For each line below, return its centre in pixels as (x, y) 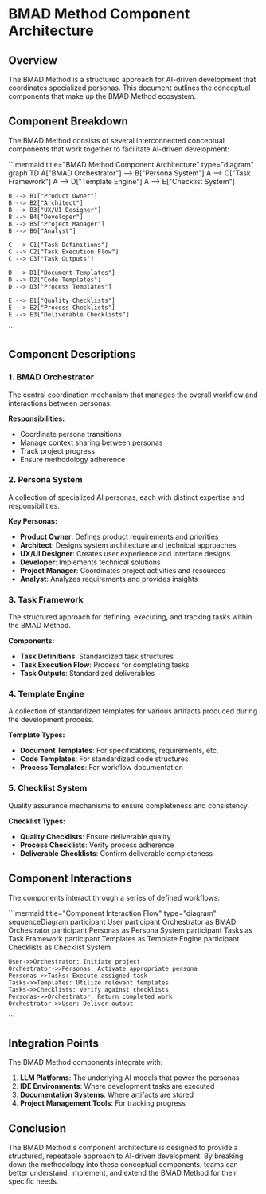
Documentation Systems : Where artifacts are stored (106, 1095)
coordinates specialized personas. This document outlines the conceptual (129, 88)
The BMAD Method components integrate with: (86, 1062)
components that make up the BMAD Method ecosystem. (102, 96)
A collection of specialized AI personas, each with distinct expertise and (127, 497)
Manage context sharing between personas (91, 442)
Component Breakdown (68, 122)
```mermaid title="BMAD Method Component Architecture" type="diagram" (131, 164)
